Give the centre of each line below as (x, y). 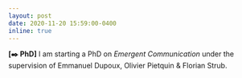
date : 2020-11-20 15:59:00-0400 (62, 23)
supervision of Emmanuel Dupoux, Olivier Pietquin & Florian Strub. (118, 66)
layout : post (30, 16)
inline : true (30, 31)
